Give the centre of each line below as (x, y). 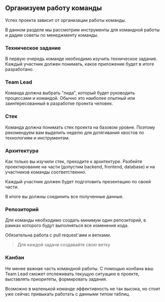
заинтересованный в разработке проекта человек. (59, 103)
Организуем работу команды (54, 8)
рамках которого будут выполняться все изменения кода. (67, 226)
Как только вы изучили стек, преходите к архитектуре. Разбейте (74, 161)
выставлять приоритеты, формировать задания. (56, 279)
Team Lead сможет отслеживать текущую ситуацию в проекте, (72, 274)
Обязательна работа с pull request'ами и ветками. (58, 235)
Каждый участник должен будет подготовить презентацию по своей (78, 182)
